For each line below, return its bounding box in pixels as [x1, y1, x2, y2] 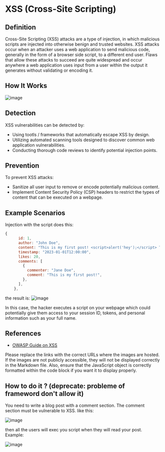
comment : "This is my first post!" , [27, 272, 102, 277]
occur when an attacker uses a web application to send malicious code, [5, 47, 150, 52]
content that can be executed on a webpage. [12, 194, 103, 200]
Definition [5, 23, 36, 31]
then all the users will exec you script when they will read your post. [5, 427, 142, 433]
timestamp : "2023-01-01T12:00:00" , [18, 249, 91, 254]
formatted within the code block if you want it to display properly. [5, 367, 137, 373]
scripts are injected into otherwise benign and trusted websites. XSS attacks [5, 41, 160, 47]
